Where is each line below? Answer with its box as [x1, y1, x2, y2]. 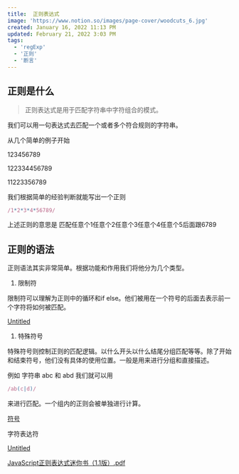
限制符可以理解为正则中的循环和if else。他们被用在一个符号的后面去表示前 [7, 294, 225, 303]
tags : [7, 37, 23, 44]
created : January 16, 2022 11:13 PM [7, 24, 116, 31]
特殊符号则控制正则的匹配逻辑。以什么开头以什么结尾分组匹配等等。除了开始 [7, 347, 232, 355]
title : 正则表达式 [7, 10, 60, 18]
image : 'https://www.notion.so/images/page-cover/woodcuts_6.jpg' [7, 17, 208, 24]
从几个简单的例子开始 [7, 136, 70, 144]
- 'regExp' [14, 44, 46, 51]
